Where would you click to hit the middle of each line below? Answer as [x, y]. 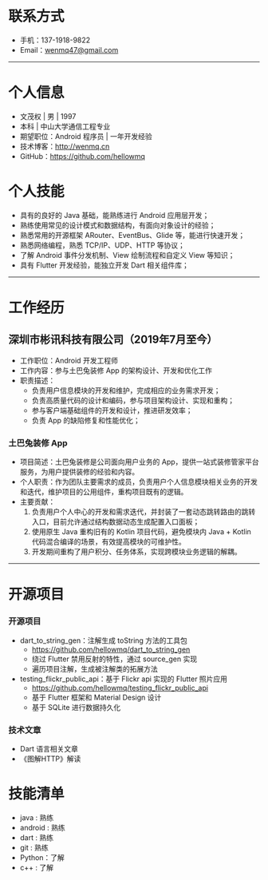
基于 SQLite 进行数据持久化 [76, 707]
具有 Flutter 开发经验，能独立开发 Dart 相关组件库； [104, 265]
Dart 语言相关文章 [49, 748]
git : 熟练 [34, 847]
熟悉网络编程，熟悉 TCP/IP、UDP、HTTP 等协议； [102, 245]
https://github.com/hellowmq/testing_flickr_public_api [120, 688]
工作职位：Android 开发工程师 [69, 360]
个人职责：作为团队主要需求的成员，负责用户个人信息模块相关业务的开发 [138, 482]
